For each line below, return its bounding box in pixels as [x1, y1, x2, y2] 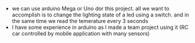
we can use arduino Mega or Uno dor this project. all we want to [11, 5, 170, 12]
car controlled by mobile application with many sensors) [11, 30, 150, 37]
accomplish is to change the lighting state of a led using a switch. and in [11, 11, 189, 18]
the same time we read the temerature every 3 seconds [11, 18, 148, 24]
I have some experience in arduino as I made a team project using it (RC [11, 24, 189, 31]
